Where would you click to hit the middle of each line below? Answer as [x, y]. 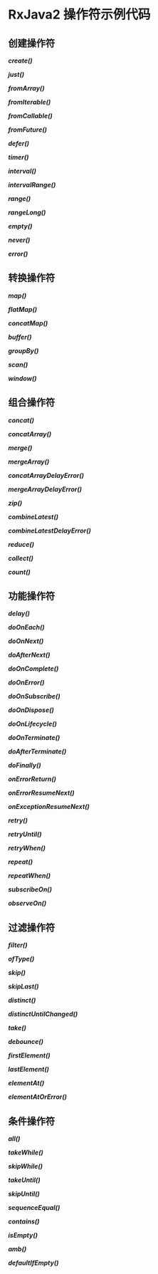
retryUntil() [25, 835]
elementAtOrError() [37, 1097]
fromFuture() [27, 130]
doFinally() [25, 766]
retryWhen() [27, 848]
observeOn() [27, 903]
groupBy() [23, 350]
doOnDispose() [31, 710]
